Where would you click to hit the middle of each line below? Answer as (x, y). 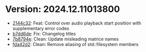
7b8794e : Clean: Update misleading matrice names (65, 39)
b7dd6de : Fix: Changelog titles (44, 33)
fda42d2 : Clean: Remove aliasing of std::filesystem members (76, 44)
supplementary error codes (41, 28)
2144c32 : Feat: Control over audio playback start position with (77, 23)
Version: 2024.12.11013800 (63, 9)
